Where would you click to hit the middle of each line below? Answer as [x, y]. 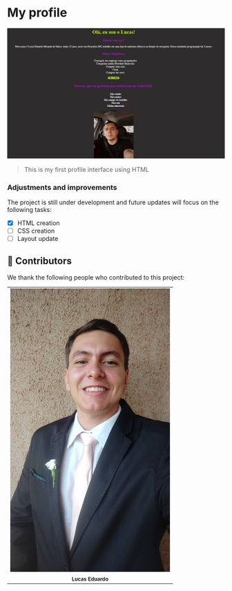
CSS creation [36, 231]
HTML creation [38, 223]
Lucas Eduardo [90, 579]
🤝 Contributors [40, 261]
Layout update [38, 239]
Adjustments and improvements [62, 187]
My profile [37, 13]
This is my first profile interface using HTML [87, 169]
